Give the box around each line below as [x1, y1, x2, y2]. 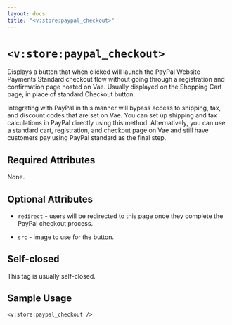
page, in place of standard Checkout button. [7, 90, 136, 98]
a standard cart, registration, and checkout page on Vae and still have [7, 126, 209, 134]
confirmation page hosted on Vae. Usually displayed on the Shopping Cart [7, 82, 222, 91]
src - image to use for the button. [17, 233, 115, 241]
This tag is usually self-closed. [7, 272, 96, 280]
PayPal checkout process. [17, 219, 94, 228]
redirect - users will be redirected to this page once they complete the [17, 212, 224, 220]
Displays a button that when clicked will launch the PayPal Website [7, 68, 200, 76]
